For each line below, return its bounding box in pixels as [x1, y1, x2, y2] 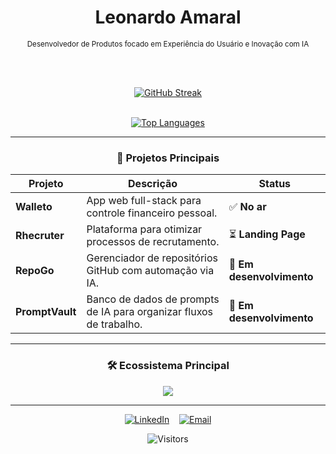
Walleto [15, 200, 53, 214]
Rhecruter [15, 229, 65, 243]
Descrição [128, 177, 178, 191]
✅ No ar [228, 200, 267, 214]
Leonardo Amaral [94, 6, 242, 29]
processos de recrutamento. [86, 235, 220, 249]
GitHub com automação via [86, 264, 215, 278]
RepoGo [15, 264, 55, 278]
